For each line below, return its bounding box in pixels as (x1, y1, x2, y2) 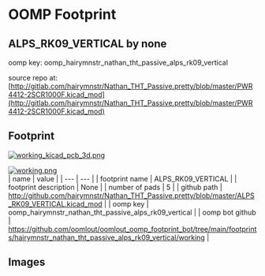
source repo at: (8, 73, 58, 82)
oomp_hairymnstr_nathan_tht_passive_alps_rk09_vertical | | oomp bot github (8, 207, 256, 217)
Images (8, 255, 46, 269)
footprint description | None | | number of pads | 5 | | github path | (8, 182, 222, 192)
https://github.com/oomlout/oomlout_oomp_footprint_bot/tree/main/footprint (8, 224, 257, 233)
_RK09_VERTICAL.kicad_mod (8, 199, 103, 208)
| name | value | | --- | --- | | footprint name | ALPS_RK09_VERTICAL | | (8, 173, 237, 183)
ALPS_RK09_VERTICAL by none (8, 37, 167, 50)
